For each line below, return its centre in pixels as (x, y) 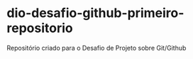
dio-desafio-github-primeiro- (95, 13)
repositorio (40, 28)
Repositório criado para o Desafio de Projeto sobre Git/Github (96, 48)
